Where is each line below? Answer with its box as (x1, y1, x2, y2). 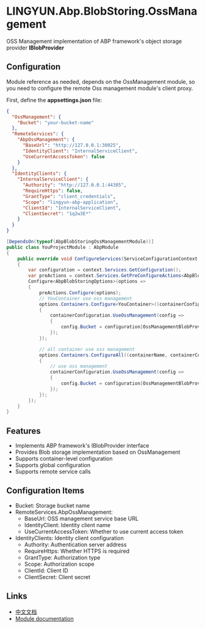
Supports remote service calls (15, 468, 91, 475)
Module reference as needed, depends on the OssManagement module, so (6, 78, 195, 85)
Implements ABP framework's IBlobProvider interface (15, 442, 149, 449)
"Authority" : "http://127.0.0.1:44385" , (22, 182, 127, 188)
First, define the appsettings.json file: (6, 96, 103, 103)
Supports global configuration (15, 462, 90, 469)
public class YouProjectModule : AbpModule (6, 244, 119, 250)
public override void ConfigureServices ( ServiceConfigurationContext (17, 256, 198, 262)
